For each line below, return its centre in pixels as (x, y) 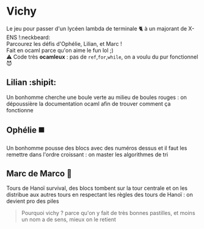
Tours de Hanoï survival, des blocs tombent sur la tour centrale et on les (97, 188)
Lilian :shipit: (31, 83)
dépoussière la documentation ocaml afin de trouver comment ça (89, 104)
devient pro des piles (33, 201)
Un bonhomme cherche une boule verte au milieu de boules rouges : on (97, 97)
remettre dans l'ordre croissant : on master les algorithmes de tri (87, 154)
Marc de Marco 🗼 (39, 173)
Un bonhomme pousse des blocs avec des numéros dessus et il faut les (97, 148)
